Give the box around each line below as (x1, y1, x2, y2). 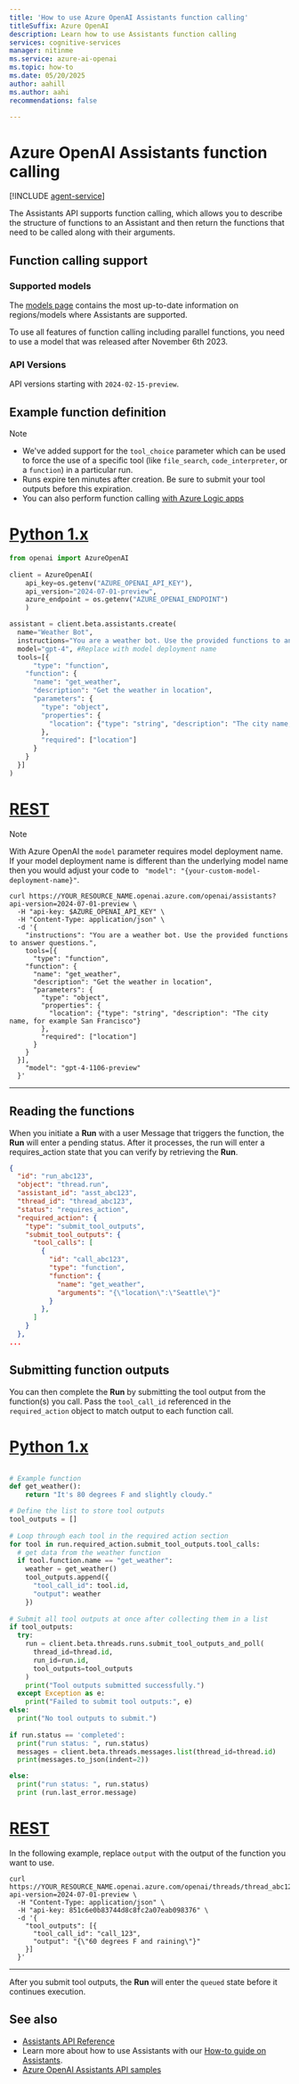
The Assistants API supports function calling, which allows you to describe (9, 208, 283, 219)
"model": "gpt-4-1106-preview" (25, 1063, 141, 1072)
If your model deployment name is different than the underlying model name (9, 855, 289, 866)
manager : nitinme (9, 46, 74, 55)
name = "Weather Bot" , (17, 628, 93, 637)
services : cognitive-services (9, 37, 122, 47)
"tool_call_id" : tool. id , (32, 1582, 129, 1590)
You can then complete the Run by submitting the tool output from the (9, 1386, 266, 1397)
